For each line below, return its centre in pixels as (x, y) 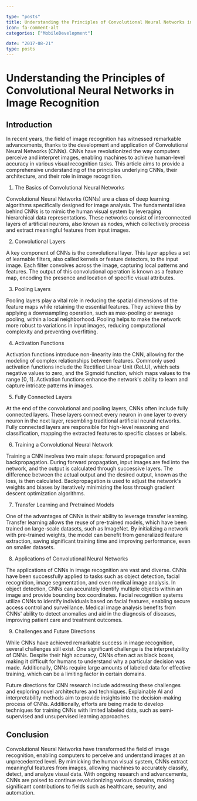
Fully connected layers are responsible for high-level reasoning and (87, 427)
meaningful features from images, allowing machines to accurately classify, (97, 768)
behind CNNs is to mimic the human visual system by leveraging (84, 211)
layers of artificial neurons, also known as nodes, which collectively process (98, 224)
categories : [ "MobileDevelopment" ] (50, 33)
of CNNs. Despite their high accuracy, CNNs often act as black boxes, (90, 655)
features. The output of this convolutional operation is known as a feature (95, 271)
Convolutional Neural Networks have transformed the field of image (88, 749)
